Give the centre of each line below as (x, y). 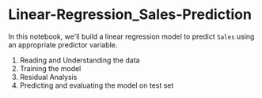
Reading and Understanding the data (80, 60)
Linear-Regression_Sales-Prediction (130, 15)
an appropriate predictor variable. (63, 44)
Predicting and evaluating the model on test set (97, 85)
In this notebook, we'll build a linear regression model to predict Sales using (131, 36)
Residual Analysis (48, 77)
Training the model (50, 68)
